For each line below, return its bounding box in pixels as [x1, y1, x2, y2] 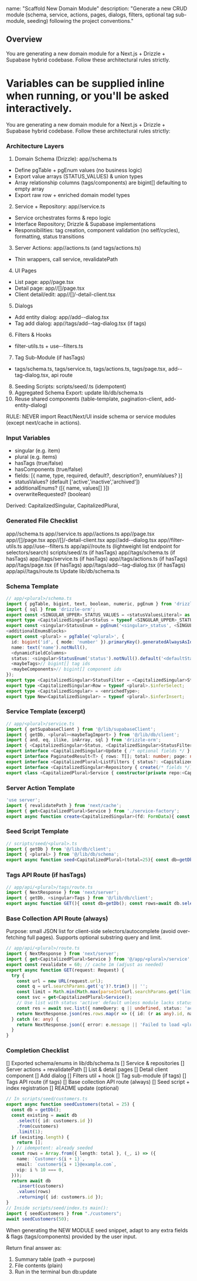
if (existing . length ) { [11, 1134, 69, 1140]
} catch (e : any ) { [11, 1016, 59, 1022]
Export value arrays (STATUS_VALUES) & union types [14, 173, 144, 180]
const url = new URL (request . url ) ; [16, 978, 104, 984]
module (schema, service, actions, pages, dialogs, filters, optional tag [6, 11, 174, 18]
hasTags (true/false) [14, 460, 63, 467]
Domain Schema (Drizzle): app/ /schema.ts [14, 155, 117, 162]
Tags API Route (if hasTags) [6, 871, 86, 879]
